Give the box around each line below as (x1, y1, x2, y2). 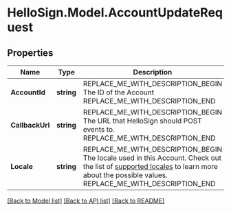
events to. (82, 125, 115, 134)
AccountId (10, 88, 46, 97)
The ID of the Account (82, 88, 155, 97)
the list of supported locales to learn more (82, 162, 219, 171)
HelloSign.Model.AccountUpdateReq (7, 5, 223, 21)
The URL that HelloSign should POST (82, 116, 202, 125)
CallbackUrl (10, 121, 50, 130)
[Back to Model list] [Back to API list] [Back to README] (7, 197, 165, 205)
